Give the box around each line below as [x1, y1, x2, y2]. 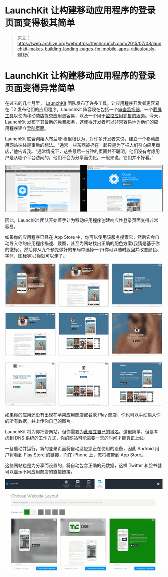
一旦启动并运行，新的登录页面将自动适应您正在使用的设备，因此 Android [5, 445, 154, 451]
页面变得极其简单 [5, 17, 76, 29]
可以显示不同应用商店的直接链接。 [5, 468, 75, 474]
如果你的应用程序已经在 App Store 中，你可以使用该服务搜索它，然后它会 [5, 234, 155, 240]
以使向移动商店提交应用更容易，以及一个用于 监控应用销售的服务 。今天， [14, 112, 163, 118]
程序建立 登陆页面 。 [9, 125, 49, 131]
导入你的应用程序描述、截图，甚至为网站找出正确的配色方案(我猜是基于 [9, 240, 156, 246]
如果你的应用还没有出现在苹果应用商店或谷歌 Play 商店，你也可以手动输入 [5, 412, 156, 418]
